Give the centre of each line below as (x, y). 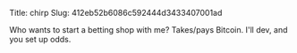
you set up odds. (40, 39)
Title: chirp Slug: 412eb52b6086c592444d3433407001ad (116, 13)
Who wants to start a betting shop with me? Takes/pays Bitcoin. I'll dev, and (148, 30)
